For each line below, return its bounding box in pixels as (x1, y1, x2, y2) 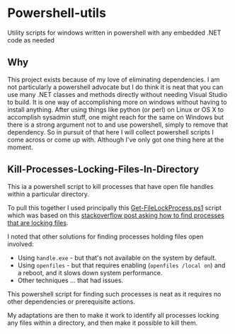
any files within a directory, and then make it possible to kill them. (7, 318, 198, 327)
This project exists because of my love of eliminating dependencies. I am (7, 75, 220, 83)
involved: (7, 239, 34, 248)
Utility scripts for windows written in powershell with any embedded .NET (7, 28, 222, 37)
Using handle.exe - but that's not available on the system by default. (17, 253, 217, 262)
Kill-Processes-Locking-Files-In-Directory (7, 163, 200, 175)
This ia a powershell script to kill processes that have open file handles (7, 182, 214, 190)
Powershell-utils (7, 5, 106, 21)
